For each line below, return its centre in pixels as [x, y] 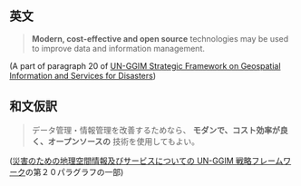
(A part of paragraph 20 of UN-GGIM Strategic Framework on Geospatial [145, 65]
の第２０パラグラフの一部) [75, 171]
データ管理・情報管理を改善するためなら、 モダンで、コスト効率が [156, 130]
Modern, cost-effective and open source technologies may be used [160, 38]
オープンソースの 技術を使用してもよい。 [124, 141]
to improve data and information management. [118, 48]
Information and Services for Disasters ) [83, 75]
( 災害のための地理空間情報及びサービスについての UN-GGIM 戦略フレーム [146, 161]
